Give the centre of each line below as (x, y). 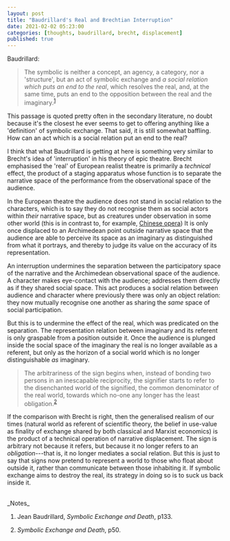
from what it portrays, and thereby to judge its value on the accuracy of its (112, 245)
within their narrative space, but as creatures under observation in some (109, 216)
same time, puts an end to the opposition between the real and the (118, 94)
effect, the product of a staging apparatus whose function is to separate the (114, 173)
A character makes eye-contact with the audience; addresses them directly (114, 280)
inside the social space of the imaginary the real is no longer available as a (112, 345)
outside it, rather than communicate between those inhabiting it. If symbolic (114, 468)
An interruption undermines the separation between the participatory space (114, 265)
